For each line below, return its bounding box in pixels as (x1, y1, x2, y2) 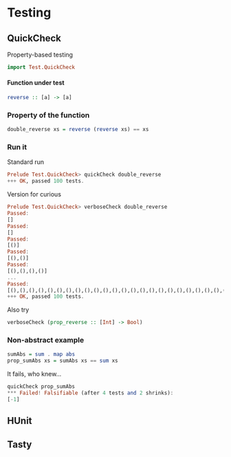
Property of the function (7, 110, 90, 120)
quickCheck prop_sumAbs (7, 383, 76, 390)
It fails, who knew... (7, 370, 62, 378)
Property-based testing (7, 50, 74, 59)
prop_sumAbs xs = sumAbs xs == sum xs (7, 357, 118, 365)
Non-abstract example (7, 336, 85, 345)
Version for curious (7, 190, 62, 199)
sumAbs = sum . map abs (7, 351, 76, 358)
